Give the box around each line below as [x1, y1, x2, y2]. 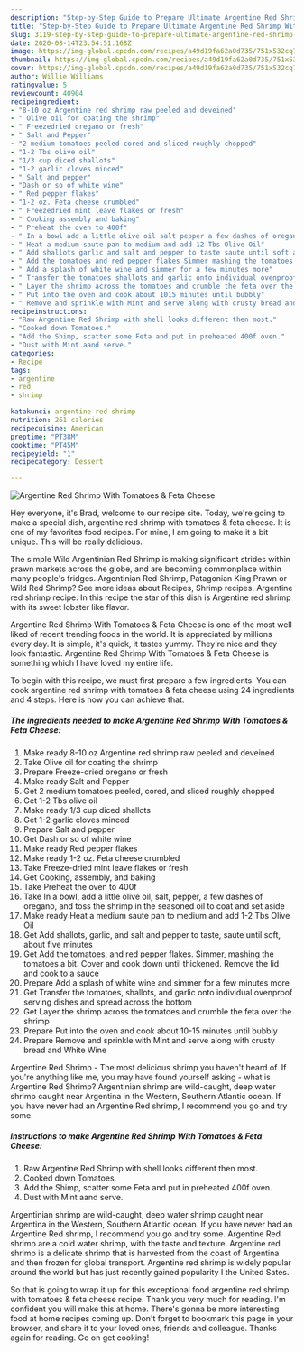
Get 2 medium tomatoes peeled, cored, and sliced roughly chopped [23, 786, 275, 797]
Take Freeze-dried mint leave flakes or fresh [23, 863, 189, 874]
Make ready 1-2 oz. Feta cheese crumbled [23, 853, 180, 864]
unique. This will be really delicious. [10, 536, 143, 547]
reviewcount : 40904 [10, 88, 84, 97]
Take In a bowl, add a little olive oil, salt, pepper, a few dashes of [23, 891, 263, 903]
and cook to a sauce [23, 968, 100, 979]
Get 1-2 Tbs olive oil [23, 795, 98, 806]
